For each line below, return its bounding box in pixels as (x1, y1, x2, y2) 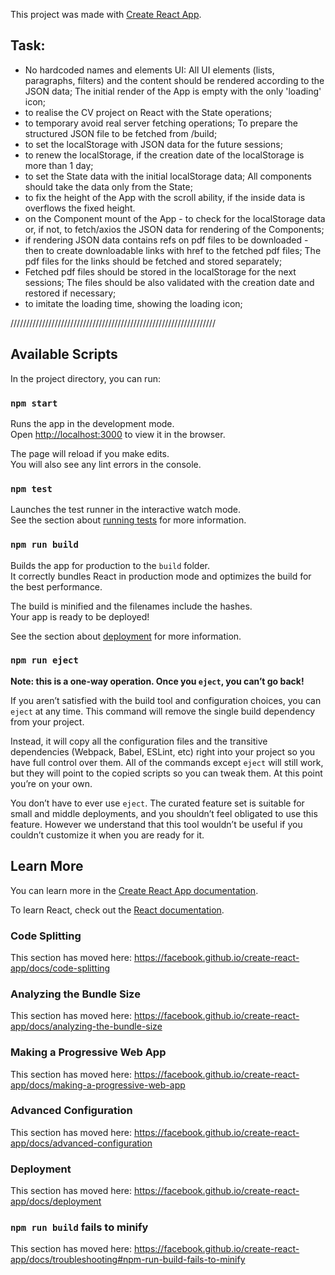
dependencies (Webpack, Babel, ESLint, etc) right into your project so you (10, 745, 316, 758)
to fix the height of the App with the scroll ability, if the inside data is (24, 191, 306, 203)
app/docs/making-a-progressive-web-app (10, 1079, 186, 1091)
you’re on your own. (10, 777, 93, 789)
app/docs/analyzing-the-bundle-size (10, 1020, 163, 1033)
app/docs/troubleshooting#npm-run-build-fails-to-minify (10, 1254, 246, 1266)
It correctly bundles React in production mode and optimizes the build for (10, 570, 312, 582)
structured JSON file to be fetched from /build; (24, 127, 218, 139)
